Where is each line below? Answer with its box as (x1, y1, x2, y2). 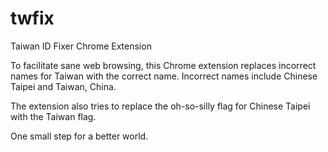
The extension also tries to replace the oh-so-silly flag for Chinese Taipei (10, 100, 311, 112)
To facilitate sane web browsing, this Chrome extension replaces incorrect (10, 59, 317, 71)
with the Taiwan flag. (10, 110, 97, 122)
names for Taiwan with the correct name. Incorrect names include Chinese (10, 70, 318, 82)
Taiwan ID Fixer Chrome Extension (10, 40, 152, 52)
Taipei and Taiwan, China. (10, 80, 117, 92)
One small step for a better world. (10, 130, 149, 142)
